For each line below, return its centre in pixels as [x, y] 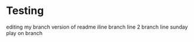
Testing [25, 11]
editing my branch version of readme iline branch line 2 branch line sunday [97, 27]
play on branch [24, 33]
